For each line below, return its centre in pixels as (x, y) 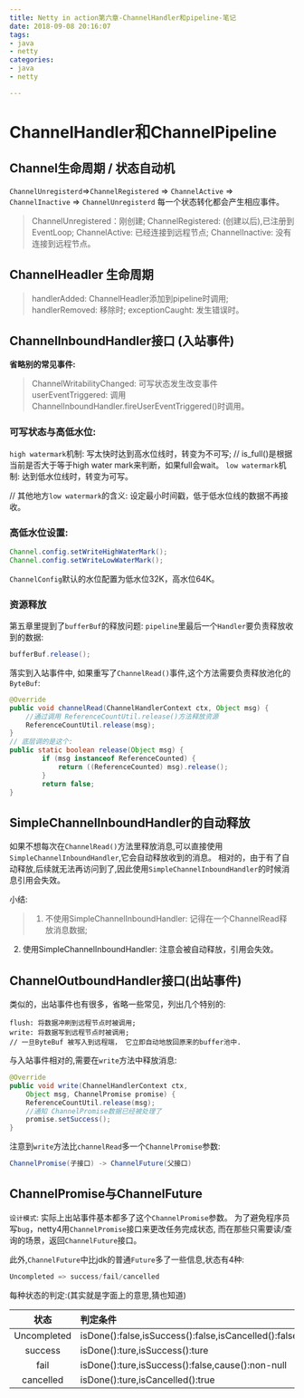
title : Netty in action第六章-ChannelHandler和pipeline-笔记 (123, 18)
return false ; (68, 784)
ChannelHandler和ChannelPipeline (143, 132)
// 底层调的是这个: (41, 742)
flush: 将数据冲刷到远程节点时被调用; (73, 1023)
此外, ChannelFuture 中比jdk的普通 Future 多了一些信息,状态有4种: (127, 1259)
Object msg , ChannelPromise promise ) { (101, 1094)
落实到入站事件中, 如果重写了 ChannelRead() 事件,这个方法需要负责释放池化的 (150, 672)
